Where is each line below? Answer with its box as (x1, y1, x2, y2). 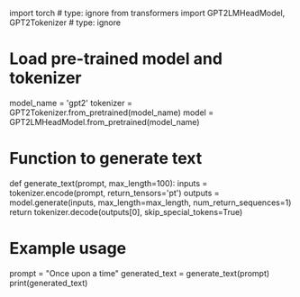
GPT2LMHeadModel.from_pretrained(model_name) (9, 116, 200, 127)
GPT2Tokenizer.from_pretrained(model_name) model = (9, 107, 214, 118)
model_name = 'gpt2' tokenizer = (9, 97, 132, 108)
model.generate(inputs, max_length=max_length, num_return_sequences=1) (9, 197, 292, 208)
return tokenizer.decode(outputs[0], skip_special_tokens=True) (9, 206, 243, 217)
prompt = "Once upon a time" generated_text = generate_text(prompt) (9, 267, 270, 278)
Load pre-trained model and (9, 49, 223, 69)
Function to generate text (9, 148, 203, 169)
